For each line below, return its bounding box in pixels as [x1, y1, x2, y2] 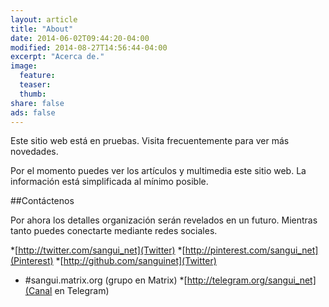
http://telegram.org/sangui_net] [186, 274, 317, 286]
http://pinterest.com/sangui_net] [184, 244, 319, 256]
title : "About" [10, 24, 74, 34]
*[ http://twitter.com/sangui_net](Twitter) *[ [10, 244, 186, 256]
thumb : [19, 89, 47, 99]
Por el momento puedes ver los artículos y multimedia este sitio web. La [10, 165, 307, 177]
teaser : [19, 80, 52, 90]
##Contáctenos [10, 195, 75, 207]
